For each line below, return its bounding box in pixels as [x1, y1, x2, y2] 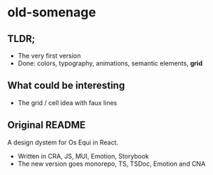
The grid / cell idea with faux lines [17, 98, 118, 107]
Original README [7, 119, 86, 132]
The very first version [17, 51, 81, 60]
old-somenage [7, 4, 96, 21]
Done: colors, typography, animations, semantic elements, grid [17, 59, 203, 68]
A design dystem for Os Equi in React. [7, 138, 119, 147]
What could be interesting [7, 80, 125, 92]
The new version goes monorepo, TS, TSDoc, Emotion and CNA [17, 159, 206, 168]
